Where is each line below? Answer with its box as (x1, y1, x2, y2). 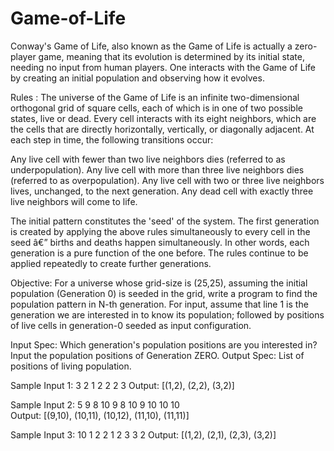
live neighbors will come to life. (10, 195, 138, 207)
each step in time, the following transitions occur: (10, 133, 214, 146)
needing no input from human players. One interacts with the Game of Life (10, 61, 316, 73)
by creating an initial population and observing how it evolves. (10, 72, 265, 84)
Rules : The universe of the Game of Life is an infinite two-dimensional (10, 91, 300, 103)
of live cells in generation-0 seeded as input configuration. (10, 319, 252, 331)
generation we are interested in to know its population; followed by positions (10, 308, 325, 321)
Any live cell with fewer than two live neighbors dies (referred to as (10, 153, 286, 165)
